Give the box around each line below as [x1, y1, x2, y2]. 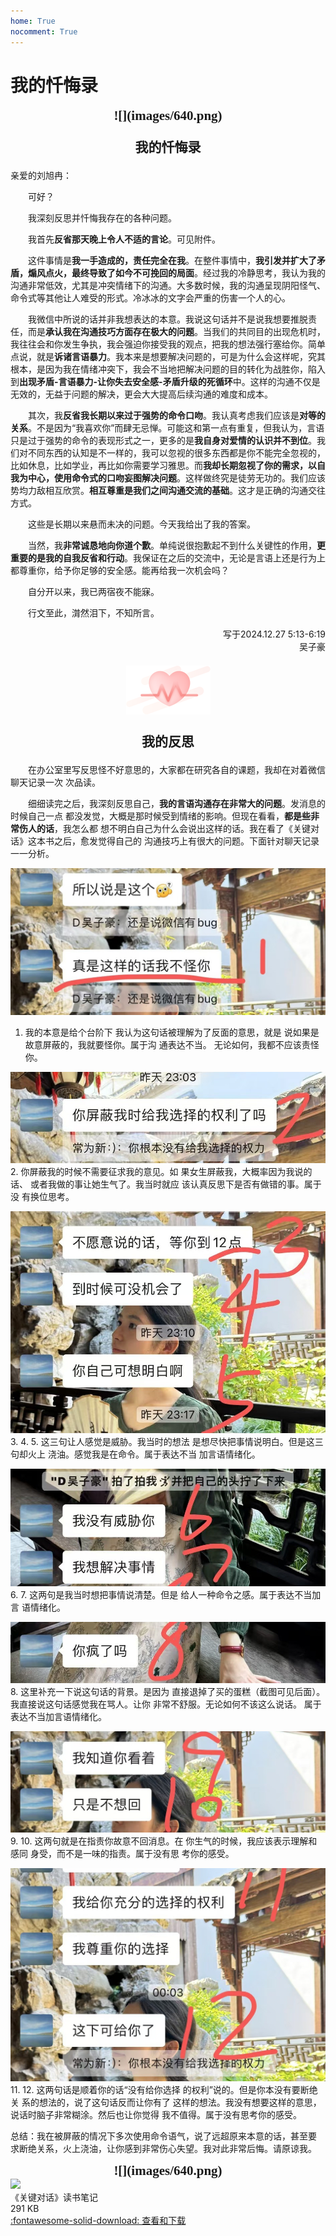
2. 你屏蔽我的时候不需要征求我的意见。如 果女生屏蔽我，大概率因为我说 [10, 1165, 304, 1177]
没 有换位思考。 [10, 1190, 75, 1202]
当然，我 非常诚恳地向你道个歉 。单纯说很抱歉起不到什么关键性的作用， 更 [28, 540, 326, 552]
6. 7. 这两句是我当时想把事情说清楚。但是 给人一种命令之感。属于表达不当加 [10, 1588, 322, 1600]
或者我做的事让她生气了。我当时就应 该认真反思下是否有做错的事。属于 [29, 1178, 322, 1190]
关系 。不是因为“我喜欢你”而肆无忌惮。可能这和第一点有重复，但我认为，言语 [10, 422, 325, 434]
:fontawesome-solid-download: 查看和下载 [10, 2214, 187, 2226]
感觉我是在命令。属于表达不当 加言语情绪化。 [73, 1448, 261, 1460]
